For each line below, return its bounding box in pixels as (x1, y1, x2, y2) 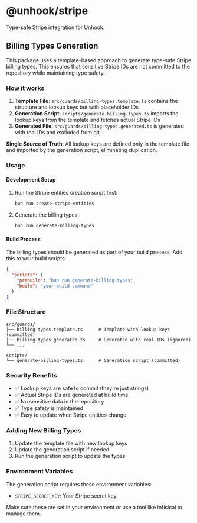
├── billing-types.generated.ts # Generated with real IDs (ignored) (6, 337, 192, 343)
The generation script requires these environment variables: (6, 480, 152, 488)
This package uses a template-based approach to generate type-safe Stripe (6, 56, 192, 63)
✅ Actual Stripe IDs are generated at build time (14, 391, 129, 398)
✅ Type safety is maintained (14, 404, 84, 412)
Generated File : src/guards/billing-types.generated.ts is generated (14, 122, 184, 130)
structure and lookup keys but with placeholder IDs (14, 104, 139, 111)
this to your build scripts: (6, 255, 67, 262)
